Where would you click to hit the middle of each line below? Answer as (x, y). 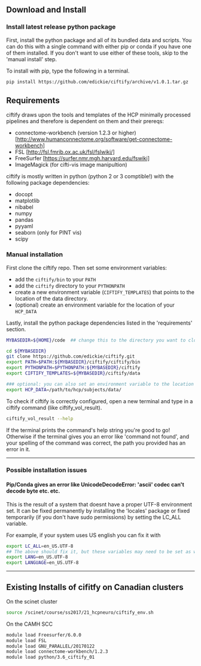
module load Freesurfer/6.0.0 (44, 635)
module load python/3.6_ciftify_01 (51, 657)
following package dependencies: (48, 183)
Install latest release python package (61, 27)
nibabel (24, 207)
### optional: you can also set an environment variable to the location (100, 384)
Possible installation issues (47, 470)
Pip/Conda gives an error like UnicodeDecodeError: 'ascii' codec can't (95, 485)
